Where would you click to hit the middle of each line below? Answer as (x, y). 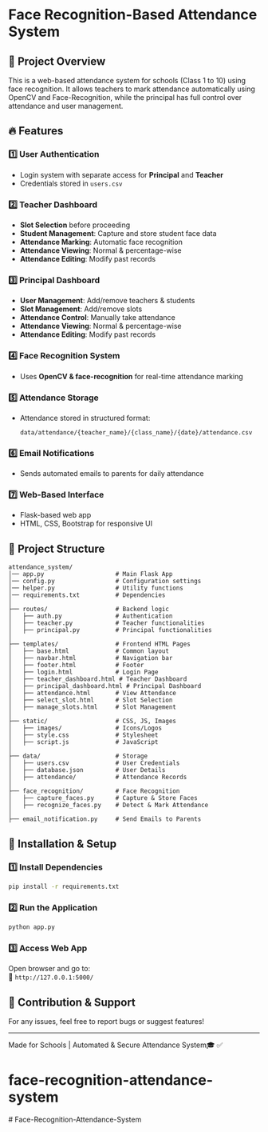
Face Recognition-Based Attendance (133, 15)
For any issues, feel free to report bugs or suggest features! (106, 1022)
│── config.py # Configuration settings (105, 582)
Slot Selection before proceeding (75, 225)
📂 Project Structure (57, 548)
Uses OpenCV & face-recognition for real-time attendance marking (131, 376)
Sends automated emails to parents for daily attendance (112, 474)
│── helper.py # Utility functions (96, 588)
